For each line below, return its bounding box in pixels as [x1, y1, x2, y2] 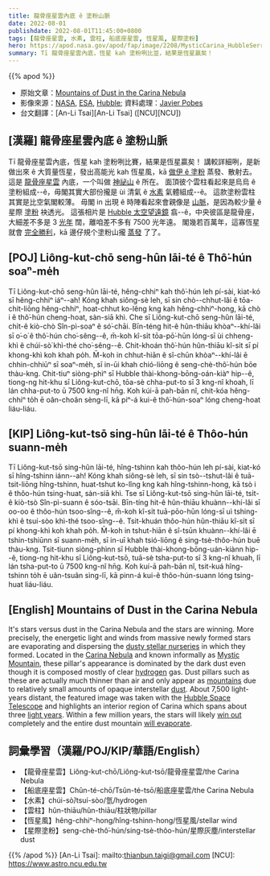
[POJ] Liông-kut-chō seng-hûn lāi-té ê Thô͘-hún [8, 251, 252, 265]
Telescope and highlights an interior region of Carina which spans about [8, 701, 247, 711]
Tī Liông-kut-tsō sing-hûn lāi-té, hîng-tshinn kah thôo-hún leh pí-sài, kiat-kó [8, 462, 261, 472]
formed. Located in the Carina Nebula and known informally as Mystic [8, 650, 239, 660]
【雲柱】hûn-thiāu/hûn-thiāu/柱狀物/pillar [19, 806, 157, 816]
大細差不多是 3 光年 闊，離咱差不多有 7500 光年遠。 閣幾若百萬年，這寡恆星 [8, 217, 260, 226]
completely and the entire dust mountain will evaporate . [8, 718, 193, 729]
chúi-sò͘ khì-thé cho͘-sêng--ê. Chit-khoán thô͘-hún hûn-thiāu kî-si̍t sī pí [26, 340, 259, 350]
